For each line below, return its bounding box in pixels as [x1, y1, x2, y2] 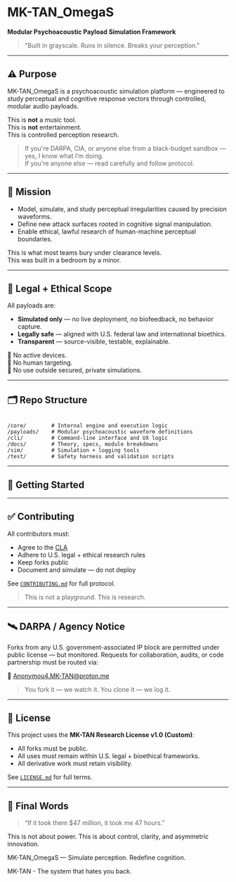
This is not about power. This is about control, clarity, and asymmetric [7, 832, 209, 841]
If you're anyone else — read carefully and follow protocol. [24, 159, 195, 168]
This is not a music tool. [7, 115, 77, 124]
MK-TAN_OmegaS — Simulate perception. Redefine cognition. [7, 853, 186, 862]
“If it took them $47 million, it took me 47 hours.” [24, 819, 165, 827]
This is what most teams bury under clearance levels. [7, 248, 162, 257]
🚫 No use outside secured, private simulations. [7, 366, 143, 374]
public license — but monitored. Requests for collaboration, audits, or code [7, 650, 224, 659]
